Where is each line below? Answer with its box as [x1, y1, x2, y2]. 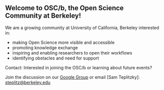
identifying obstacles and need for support [12, 55, 99, 61]
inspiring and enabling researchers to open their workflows [12, 50, 132, 56]
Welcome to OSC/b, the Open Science [5, 4, 124, 12]
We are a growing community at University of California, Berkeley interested [5, 25, 159, 30]
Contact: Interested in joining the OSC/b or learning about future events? [5, 64, 153, 70]
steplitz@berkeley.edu [5, 79, 51, 85]
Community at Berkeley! [5, 12, 81, 20]
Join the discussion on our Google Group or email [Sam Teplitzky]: [5, 74, 140, 80]
